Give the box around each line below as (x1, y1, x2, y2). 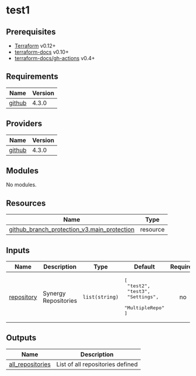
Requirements (6, 71, 58, 82)
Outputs (6, 333, 37, 343)
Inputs (6, 245, 30, 255)
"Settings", (127, 294, 159, 300)
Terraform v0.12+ (14, 42, 57, 49)
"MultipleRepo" (124, 305, 165, 311)
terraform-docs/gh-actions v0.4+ (14, 55, 95, 61)
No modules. (6, 181, 37, 188)
